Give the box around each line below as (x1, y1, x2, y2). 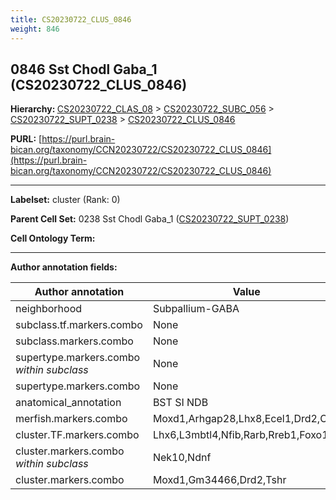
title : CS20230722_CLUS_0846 (10, 14, 132, 25)
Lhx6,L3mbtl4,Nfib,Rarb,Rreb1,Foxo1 (152, 428, 329, 442)
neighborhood (15, 302, 83, 316)
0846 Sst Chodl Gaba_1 (10, 61, 158, 78)
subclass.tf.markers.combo (15, 318, 143, 332)
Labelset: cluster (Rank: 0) (10, 194, 121, 206)
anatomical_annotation (15, 396, 122, 410)
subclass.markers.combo (15, 334, 134, 348)
